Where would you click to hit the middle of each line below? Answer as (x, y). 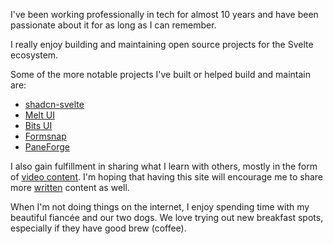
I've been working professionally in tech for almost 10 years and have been (164, 14)
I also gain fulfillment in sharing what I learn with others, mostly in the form (164, 166)
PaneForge (47, 147)
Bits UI (38, 125)
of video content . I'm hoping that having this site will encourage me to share (167, 177)
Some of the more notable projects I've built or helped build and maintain (160, 74)
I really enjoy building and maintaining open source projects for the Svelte (162, 44)
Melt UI (39, 115)
